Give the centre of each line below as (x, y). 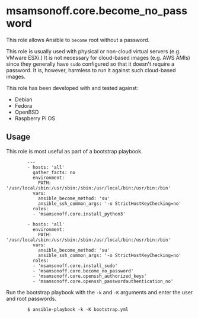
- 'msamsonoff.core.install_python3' (79, 214)
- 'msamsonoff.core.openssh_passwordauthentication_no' (103, 281)
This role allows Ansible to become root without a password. (78, 40)
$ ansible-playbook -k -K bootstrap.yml (78, 309)
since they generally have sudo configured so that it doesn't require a (90, 64)
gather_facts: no (54, 172)
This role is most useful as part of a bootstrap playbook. (74, 151)
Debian (23, 99)
